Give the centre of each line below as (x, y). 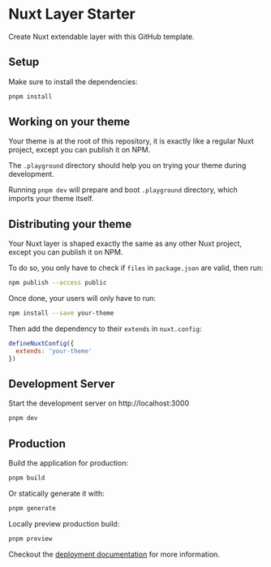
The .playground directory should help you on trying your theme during (127, 165)
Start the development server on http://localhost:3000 (99, 403)
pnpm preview (30, 539)
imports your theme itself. (51, 199)
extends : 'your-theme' (54, 351)
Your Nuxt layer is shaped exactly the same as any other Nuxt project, (125, 243)
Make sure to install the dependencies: (73, 81)
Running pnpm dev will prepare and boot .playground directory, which (123, 190)
